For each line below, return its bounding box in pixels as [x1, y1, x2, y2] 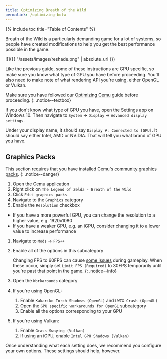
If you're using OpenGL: [12, 288, 62, 294]
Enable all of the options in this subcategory [12, 248, 104, 254]
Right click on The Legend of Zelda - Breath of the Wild [12, 186, 132, 192]
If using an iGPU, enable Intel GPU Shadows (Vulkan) [20, 333, 129, 339]
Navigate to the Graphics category [12, 197, 84, 203]
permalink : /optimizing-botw [5, 12, 66, 17]
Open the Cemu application [12, 181, 69, 187]
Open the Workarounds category [12, 278, 78, 284]
